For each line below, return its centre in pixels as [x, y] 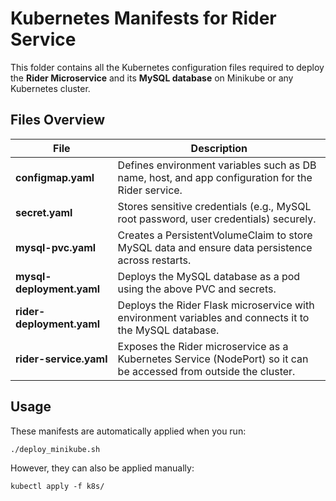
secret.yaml [44, 212]
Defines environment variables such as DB [217, 165]
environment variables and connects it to [213, 317]
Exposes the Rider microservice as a [203, 346]
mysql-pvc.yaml [56, 247]
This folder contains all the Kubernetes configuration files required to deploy [167, 67]
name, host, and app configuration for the [215, 177]
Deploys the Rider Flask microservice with [216, 305]
